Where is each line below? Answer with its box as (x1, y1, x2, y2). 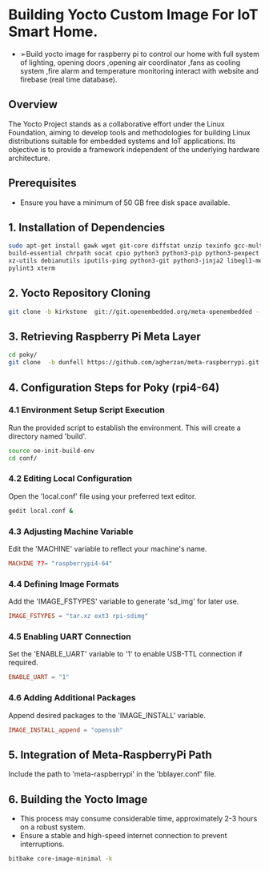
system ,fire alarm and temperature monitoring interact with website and (19, 66, 259, 75)
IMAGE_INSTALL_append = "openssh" (8, 726, 124, 734)
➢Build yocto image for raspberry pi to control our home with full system (19, 49, 260, 58)
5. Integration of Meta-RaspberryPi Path (8, 748, 212, 761)
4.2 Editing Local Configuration (8, 473, 133, 484)
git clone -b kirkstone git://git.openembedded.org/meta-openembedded (8, 307, 252, 315)
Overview (8, 98, 58, 111)
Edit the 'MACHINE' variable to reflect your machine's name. (8, 544, 207, 554)
